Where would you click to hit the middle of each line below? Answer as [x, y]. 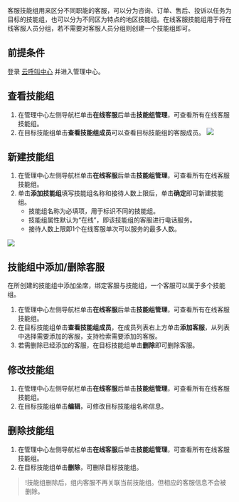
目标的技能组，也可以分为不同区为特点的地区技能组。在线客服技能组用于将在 [119, 19]
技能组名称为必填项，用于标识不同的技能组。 [94, 211]
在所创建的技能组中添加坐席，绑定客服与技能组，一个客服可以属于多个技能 [116, 286]
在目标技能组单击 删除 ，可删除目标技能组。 [80, 467]
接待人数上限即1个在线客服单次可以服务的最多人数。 [105, 229]
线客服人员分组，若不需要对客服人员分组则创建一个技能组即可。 [101, 28]
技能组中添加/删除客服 [56, 267]
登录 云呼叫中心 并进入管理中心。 [56, 71]
